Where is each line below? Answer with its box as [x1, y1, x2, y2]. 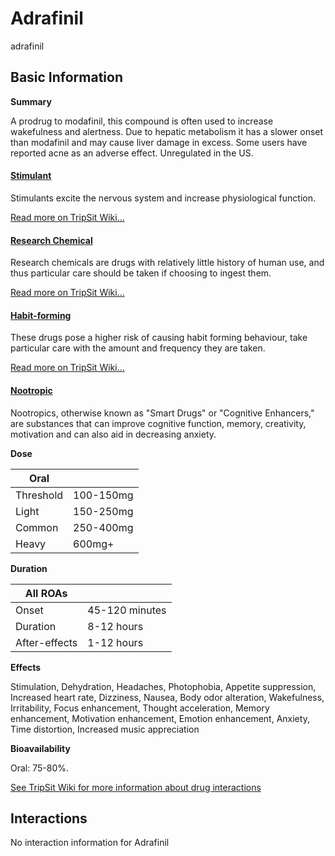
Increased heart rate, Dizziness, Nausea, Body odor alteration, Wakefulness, [10, 691, 325, 703]
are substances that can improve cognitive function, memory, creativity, [10, 417, 307, 429]
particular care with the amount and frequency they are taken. [10, 342, 266, 354]
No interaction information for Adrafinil [10, 837, 170, 849]
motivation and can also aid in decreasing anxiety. [10, 428, 217, 440]
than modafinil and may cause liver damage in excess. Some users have [10, 136, 308, 148]
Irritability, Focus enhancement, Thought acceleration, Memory [10, 702, 270, 714]
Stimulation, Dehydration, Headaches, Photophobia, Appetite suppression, [10, 680, 317, 692]
